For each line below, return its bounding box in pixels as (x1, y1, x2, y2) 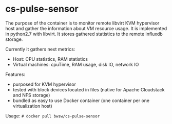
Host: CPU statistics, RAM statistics (12, 56, 88, 62)
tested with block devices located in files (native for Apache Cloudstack (12, 86, 165, 92)
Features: (5, 71, 26, 77)
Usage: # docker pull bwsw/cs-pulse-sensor (5, 113, 100, 119)
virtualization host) (12, 103, 52, 109)
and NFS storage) (12, 92, 50, 98)
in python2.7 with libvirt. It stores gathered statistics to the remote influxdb (5, 31, 163, 37)
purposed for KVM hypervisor (12, 81, 76, 87)
